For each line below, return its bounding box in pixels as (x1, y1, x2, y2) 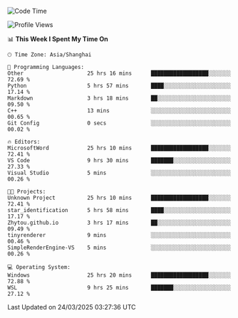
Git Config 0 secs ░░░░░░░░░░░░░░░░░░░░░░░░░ (7, 120, 232, 127)
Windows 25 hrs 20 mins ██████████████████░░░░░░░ (7, 272, 232, 279)
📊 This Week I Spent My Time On (7, 35, 108, 43)
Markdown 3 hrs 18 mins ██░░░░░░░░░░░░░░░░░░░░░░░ (7, 95, 232, 102)
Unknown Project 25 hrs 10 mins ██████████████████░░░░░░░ (7, 194, 232, 201)
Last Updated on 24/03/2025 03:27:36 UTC (7, 303, 136, 311)
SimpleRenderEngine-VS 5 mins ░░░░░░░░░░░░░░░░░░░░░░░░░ (7, 244, 232, 251)
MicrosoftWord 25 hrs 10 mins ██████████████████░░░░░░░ (7, 144, 232, 152)
